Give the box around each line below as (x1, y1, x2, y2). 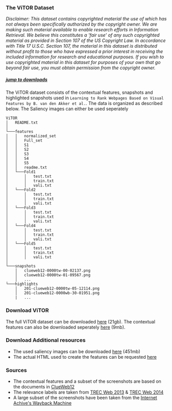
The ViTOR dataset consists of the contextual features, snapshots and (6, 89, 153, 96)
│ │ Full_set (6, 138, 43, 143)
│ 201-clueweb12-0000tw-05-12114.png (15, 286, 100, 291)
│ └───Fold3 (6, 205, 36, 211)
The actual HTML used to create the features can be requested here (13, 354, 157, 360)
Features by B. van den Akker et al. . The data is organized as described (6, 100, 163, 107)
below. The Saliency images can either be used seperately (6, 106, 129, 112)
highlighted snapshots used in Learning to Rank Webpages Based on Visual (6, 95, 164, 101)
